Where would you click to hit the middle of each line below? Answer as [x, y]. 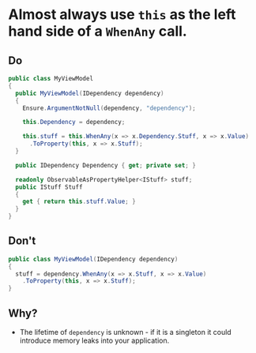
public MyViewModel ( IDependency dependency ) [90, 93]
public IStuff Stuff [49, 187]
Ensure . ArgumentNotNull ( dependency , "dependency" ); [109, 108]
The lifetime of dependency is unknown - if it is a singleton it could [125, 332]
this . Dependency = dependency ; [74, 122]
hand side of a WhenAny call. [98, 31]
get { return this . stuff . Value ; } [79, 202]
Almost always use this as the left [122, 15]
